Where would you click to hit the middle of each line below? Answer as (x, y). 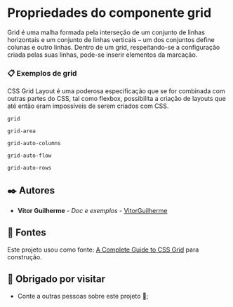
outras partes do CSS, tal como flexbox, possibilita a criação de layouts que (116, 99)
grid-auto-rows (29, 168)
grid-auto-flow (29, 156)
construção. (25, 257)
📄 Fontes (27, 233)
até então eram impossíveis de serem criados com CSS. (88, 106)
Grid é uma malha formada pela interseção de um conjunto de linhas (106, 32)
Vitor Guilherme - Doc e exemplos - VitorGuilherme (92, 211)
